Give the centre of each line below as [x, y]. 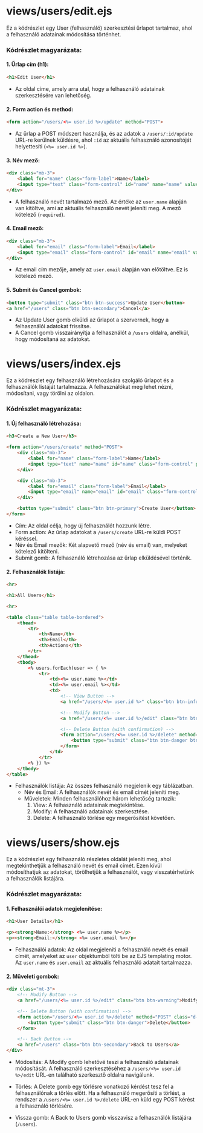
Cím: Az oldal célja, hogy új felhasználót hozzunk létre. [83, 526]
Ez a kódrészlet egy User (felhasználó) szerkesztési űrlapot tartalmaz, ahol [99, 28]
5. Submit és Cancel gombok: [44, 290]
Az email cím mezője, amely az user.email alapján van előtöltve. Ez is [101, 269]
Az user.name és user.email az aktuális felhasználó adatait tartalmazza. [103, 963]
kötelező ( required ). [40, 214]
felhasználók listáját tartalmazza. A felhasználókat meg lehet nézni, [90, 387]
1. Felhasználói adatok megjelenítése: [54, 908]
